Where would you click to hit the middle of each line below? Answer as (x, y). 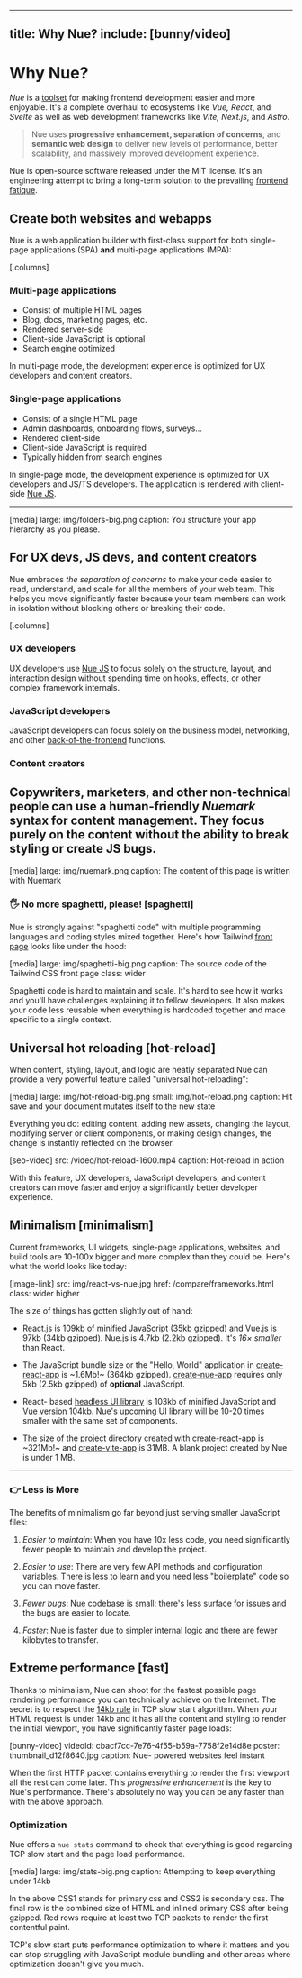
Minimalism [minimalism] (82, 1226)
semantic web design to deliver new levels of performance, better (155, 144)
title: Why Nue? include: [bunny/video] (120, 34)
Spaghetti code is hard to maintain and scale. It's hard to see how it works (146, 991)
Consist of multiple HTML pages (82, 310)
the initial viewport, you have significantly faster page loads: (120, 1728)
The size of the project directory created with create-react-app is (143, 1438)
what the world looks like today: (68, 1266)
